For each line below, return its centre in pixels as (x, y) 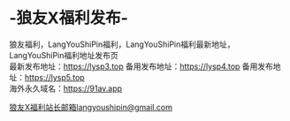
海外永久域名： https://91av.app (65, 88)
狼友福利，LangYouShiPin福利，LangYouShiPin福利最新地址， (122, 44)
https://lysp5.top (55, 77)
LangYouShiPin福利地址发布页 (64, 55)
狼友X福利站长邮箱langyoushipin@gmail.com (91, 107)
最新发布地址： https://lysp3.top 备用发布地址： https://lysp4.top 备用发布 (141, 66)
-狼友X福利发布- (69, 18)
